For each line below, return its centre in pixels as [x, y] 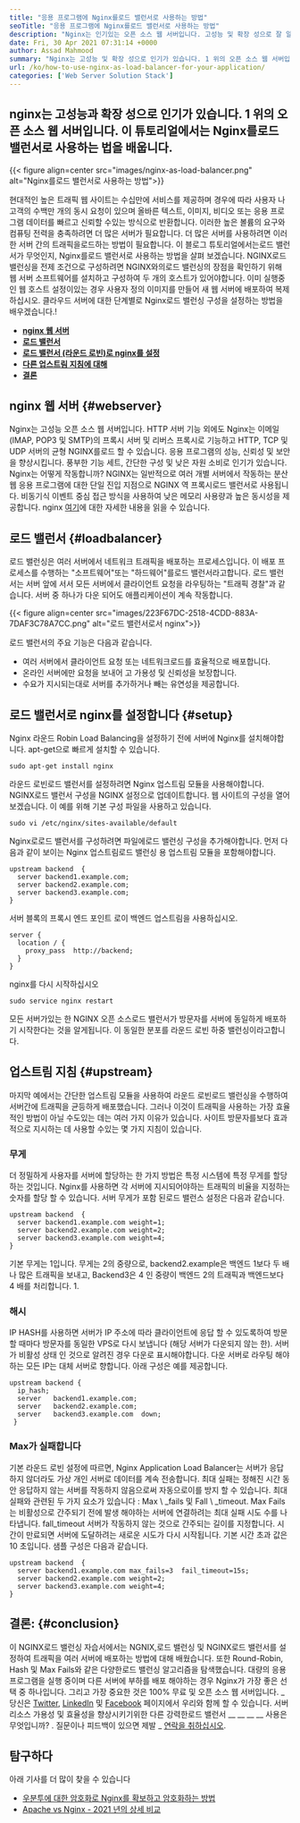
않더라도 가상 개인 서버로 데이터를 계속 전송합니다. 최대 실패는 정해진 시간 [153, 1479]
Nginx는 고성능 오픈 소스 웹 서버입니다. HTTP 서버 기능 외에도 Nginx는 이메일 [144, 429]
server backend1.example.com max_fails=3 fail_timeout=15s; [133, 1571]
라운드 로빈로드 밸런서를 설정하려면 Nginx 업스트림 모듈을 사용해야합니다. [137, 784]
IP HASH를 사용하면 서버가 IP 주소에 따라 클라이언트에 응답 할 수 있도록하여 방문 [149, 1333]
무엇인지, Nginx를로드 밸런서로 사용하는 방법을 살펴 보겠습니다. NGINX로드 [156, 255]
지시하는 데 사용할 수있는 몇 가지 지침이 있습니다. [117, 1129]
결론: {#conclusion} [64, 1624]
